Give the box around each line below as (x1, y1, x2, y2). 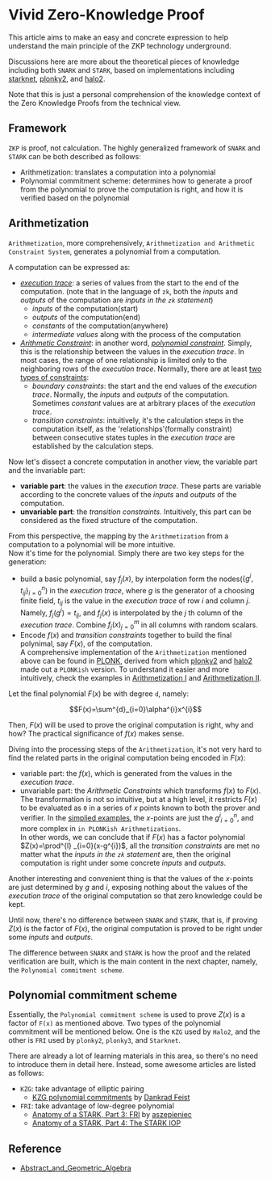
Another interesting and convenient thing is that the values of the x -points (8, 873, 254, 883)
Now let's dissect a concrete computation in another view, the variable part (8, 457, 258, 466)
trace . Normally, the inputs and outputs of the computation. (31, 390, 230, 399)
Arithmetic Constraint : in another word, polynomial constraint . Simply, (19, 338, 252, 348)
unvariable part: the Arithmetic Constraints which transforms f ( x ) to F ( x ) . (19, 786, 261, 795)
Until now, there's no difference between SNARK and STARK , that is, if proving (8, 915, 258, 925)
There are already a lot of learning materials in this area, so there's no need (8, 1051, 258, 1061)
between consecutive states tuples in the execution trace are (31, 432, 236, 442)
